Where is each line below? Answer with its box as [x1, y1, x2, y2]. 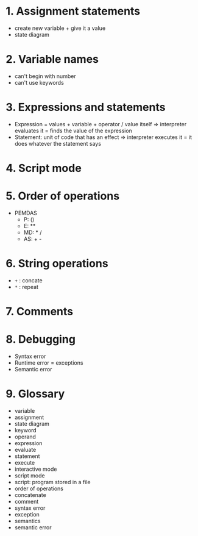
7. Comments [5, 305, 74, 318]
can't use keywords [14, 79, 65, 86]
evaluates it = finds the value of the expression [14, 127, 132, 134]
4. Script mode [5, 162, 82, 175]
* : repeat [14, 283, 39, 290]
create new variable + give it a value [14, 24, 106, 32]
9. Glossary [5, 387, 65, 401]
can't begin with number [14, 72, 77, 80]
